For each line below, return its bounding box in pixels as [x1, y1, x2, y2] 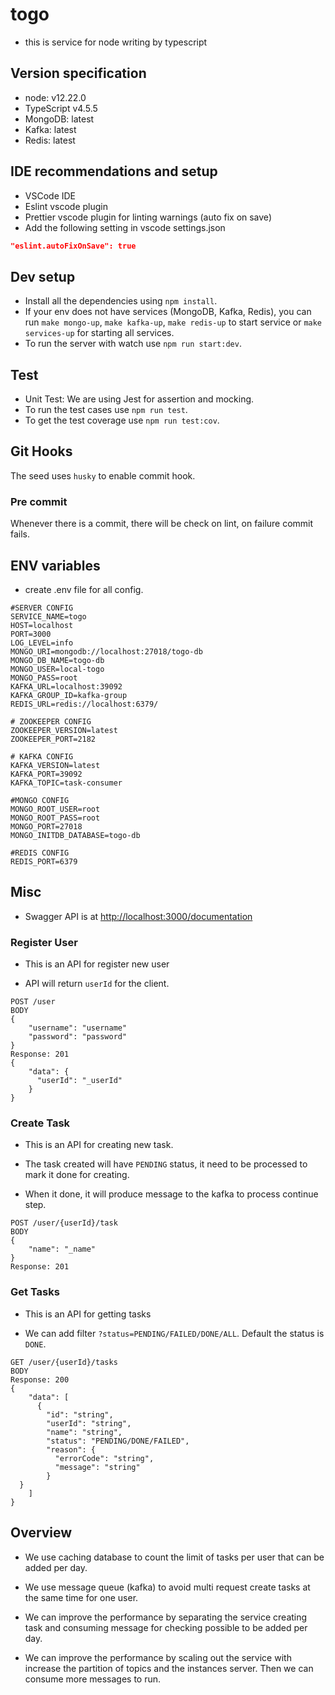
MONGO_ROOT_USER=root [10, 804, 101, 814]
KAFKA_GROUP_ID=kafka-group [10, 690, 128, 700]
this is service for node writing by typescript [24, 36, 208, 48]
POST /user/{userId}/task [10, 1218, 118, 1228]
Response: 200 [10, 1374, 70, 1385]
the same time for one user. [24, 1591, 139, 1603]
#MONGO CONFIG [10, 795, 70, 805]
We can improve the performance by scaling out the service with [24, 1651, 292, 1663]
